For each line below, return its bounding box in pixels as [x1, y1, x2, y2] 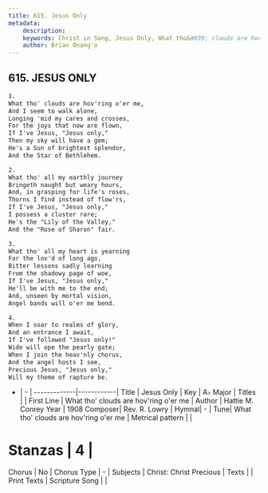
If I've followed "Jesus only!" [8, 336, 116, 344]
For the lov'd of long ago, [8, 255, 102, 263]
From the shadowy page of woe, [8, 269, 112, 278]
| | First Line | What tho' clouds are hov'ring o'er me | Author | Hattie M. [19, 396, 254, 406]
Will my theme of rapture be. [8, 373, 109, 381]
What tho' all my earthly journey [8, 173, 124, 181]
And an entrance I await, [8, 328, 94, 336]
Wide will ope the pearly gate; [8, 344, 116, 352]
